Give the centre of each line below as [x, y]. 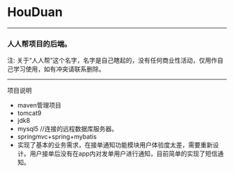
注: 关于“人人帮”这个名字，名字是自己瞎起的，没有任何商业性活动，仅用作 [112, 61]
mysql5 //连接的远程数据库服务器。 [68, 129]
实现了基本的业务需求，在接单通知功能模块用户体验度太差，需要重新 [115, 145]
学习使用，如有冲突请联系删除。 [59, 69]
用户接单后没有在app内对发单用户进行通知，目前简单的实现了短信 [124, 153]
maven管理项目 [39, 105]
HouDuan [35, 12]
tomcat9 [29, 113]
